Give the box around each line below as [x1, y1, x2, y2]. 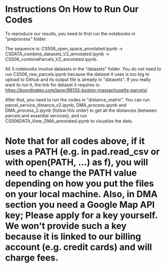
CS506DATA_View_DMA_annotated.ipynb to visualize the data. [5, 118, 133, 124]
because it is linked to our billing [5, 231, 141, 243]
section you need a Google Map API [5, 199, 155, 211]
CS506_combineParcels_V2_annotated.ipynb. [5, 56, 98, 62]
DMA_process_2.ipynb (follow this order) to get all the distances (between [5, 107, 157, 113]
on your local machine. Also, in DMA [5, 189, 158, 200]
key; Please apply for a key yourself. [5, 210, 158, 221]
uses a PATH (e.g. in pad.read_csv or [5, 146, 160, 158]
